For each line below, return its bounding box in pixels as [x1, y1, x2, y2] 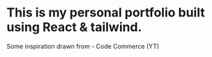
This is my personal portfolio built [6, 5, 205, 21]
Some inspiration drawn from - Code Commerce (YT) [6, 42, 160, 50]
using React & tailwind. [6, 19, 142, 35]
